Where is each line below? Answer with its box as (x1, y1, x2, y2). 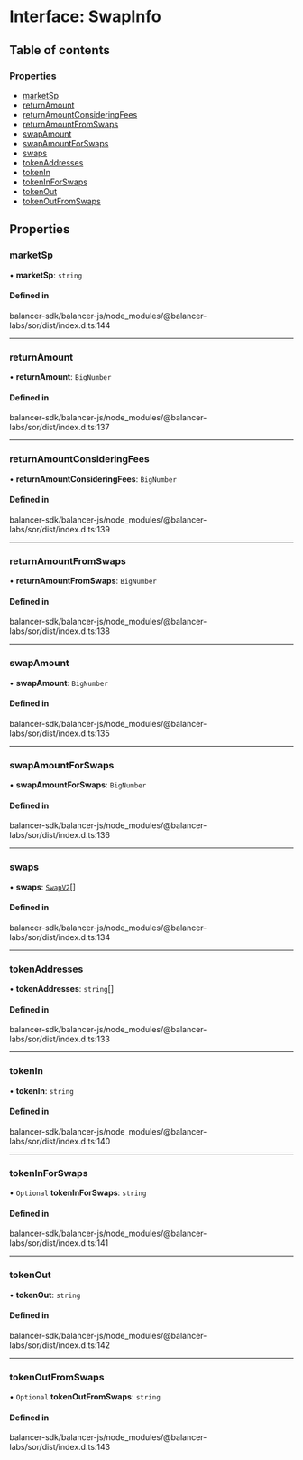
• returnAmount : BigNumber (9, 372, 112, 382)
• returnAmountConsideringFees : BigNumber (9, 473, 178, 485)
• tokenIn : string (9, 1085, 74, 1096)
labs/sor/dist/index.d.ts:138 (9, 626, 111, 636)
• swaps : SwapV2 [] (9, 881, 77, 892)
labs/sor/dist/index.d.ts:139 (9, 523, 111, 534)
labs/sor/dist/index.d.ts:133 (9, 1033, 111, 1045)
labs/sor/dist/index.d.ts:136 (9, 830, 111, 841)
